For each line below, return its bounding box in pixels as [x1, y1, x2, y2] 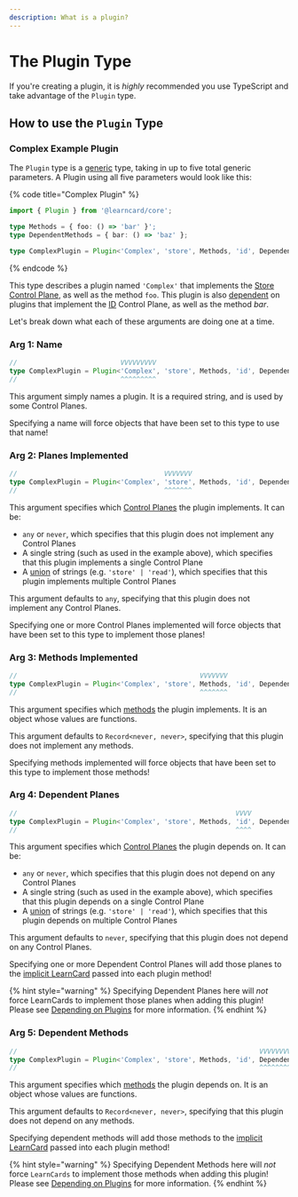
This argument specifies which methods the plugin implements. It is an [9, 703, 268, 715]
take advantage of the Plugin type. [9, 90, 137, 100]
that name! [9, 427, 49, 438]
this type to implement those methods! [9, 766, 151, 777]
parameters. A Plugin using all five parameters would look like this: [9, 172, 253, 183]
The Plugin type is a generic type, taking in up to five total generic [9, 163, 252, 173]
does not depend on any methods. [9, 1115, 135, 1126]
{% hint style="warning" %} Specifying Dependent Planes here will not [9, 986, 269, 996]
